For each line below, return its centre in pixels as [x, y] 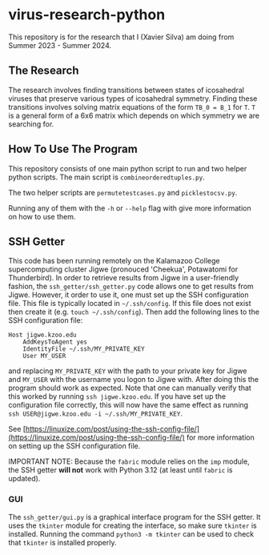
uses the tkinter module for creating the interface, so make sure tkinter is [133, 525]
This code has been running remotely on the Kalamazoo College [114, 261]
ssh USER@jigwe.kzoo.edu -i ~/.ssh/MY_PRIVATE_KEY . [95, 413]
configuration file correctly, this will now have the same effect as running [128, 405]
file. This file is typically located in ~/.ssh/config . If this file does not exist [130, 304]
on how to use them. [42, 216]
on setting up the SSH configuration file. [74, 446]
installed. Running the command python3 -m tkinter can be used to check [131, 533]
